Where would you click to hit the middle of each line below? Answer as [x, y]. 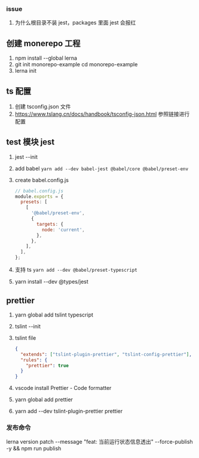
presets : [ [34, 202]
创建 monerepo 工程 [43, 43]
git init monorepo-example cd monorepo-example [76, 64]
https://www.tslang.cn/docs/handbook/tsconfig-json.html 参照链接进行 [102, 114]
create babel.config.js [42, 180]
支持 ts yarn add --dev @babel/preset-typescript [76, 270]
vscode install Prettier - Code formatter [63, 388]
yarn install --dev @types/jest [51, 282]
